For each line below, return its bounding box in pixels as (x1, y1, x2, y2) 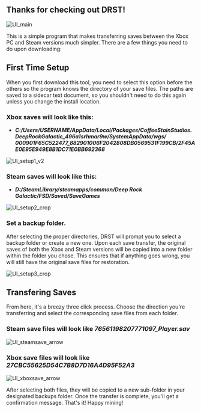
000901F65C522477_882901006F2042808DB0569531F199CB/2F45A (14, 139, 196, 146)
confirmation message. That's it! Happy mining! (6, 399, 124, 406)
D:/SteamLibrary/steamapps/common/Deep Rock (14, 186, 143, 193)
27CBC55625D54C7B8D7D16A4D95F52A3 (6, 361, 135, 369)
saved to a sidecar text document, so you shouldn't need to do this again (6, 91, 187, 99)
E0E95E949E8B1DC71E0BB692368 (14, 146, 105, 153)
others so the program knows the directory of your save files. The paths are (6, 85, 194, 92)
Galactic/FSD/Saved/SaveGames (14, 192, 100, 200)
